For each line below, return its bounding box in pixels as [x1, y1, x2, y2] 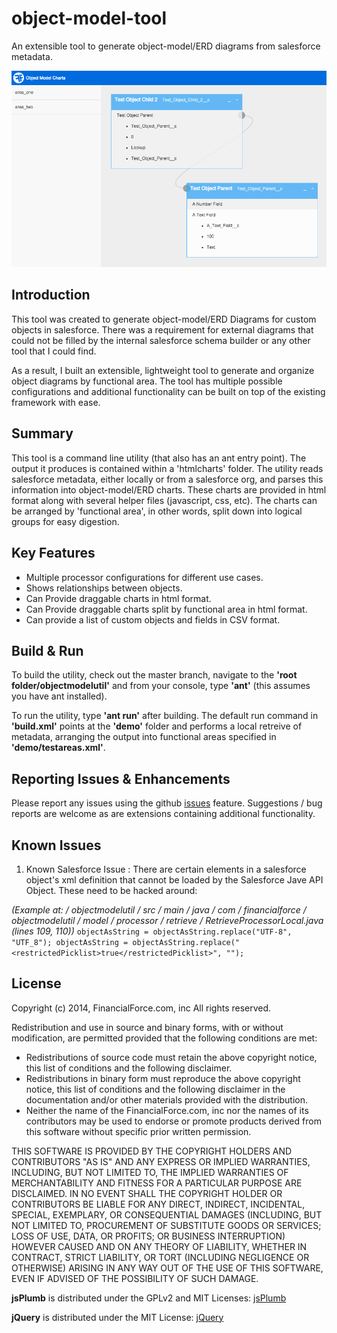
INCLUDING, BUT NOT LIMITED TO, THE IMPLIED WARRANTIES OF [11, 1166, 289, 1178]
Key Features [11, 545, 96, 562]
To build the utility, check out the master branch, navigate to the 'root [11, 669, 298, 681]
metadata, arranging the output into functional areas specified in [11, 731, 277, 743]
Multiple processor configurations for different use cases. [25, 571, 264, 583]
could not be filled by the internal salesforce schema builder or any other [11, 334, 311, 346]
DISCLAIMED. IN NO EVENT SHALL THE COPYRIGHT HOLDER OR [11, 1187, 283, 1199]
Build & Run [11, 642, 84, 659]
